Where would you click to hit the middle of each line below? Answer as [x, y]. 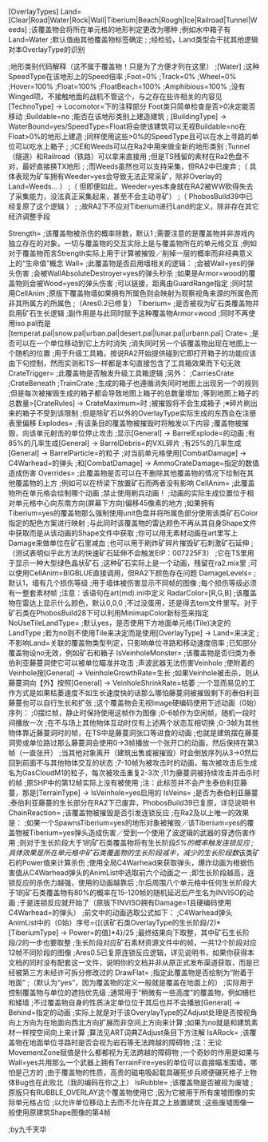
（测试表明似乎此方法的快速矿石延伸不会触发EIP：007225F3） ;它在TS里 [128, 553]
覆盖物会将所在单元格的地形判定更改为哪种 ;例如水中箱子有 [134, 30]
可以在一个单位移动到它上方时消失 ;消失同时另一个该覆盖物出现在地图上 [132, 343]
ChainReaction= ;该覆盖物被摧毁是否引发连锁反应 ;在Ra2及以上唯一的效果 [129, 813]
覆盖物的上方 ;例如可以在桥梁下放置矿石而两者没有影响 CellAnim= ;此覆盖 [135, 483]
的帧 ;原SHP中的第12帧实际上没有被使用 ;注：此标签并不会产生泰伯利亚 [124, 783]
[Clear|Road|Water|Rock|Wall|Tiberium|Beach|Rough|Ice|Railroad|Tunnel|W [133, 20]
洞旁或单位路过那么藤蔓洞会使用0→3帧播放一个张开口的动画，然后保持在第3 [134, 743]
